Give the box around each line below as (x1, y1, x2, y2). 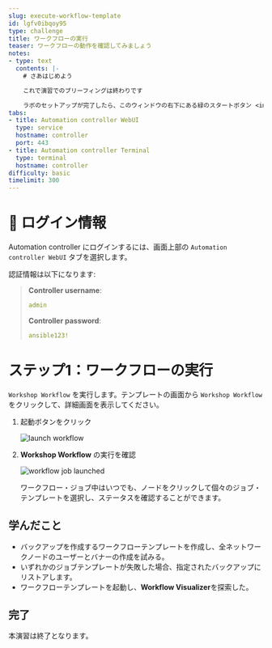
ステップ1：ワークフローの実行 (8, 362, 214, 379)
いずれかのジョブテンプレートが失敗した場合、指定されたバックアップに (19, 561, 261, 571)
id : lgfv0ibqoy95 (8, 19, 67, 28)
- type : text (8, 57, 53, 66)
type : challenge (8, 27, 63, 35)
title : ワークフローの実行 (8, 34, 89, 43)
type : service (15, 124, 63, 132)
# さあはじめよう (23, 72, 73, 80)
